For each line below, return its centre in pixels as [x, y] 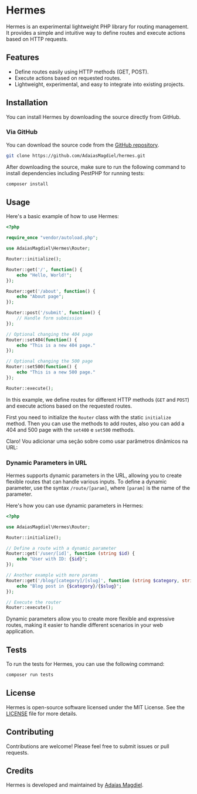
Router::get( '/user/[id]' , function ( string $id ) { [70, 553]
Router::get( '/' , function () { [44, 269]
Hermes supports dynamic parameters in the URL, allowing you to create [94, 475]
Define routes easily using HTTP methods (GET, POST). [81, 72]
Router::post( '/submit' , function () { [53, 313]
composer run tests [30, 675]
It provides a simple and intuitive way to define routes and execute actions [96, 32]
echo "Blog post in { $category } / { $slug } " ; [69, 586]
